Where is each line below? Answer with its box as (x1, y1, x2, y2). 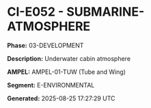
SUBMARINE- (66, 4, 145, 20)
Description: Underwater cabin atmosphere (7, 54, 131, 62)
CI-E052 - (7, 4, 64, 20)
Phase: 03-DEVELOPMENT (7, 41, 84, 49)
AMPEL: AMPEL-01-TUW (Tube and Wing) (7, 68, 126, 76)
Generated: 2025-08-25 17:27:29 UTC (7, 94, 115, 103)
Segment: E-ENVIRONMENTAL (7, 81, 95, 89)
